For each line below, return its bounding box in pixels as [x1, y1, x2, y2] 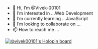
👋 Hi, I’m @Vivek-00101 [12, 5, 61, 11]
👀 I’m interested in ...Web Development [12, 10, 93, 16]
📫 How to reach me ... [12, 27, 59, 32]
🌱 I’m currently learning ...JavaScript [12, 16, 88, 21]
